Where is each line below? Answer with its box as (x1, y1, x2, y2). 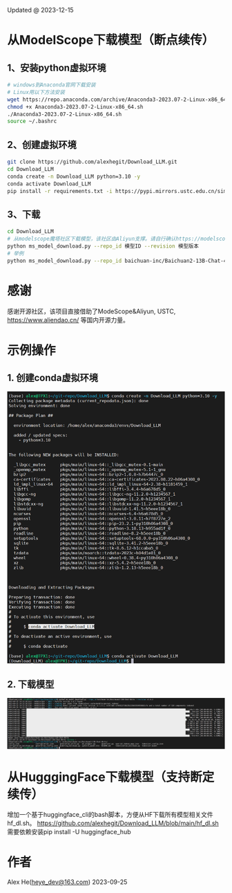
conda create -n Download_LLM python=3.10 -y (7, 173, 140, 180)
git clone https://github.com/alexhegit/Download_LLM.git (7, 158, 177, 165)
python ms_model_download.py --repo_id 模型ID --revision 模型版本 (7, 243, 199, 250)
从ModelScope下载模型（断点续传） (7, 33, 215, 48)
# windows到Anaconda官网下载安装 (7, 82, 96, 89)
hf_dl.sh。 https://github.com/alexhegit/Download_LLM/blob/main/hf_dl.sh (7, 819, 219, 827)
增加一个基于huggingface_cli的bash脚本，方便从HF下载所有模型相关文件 (7, 811, 214, 819)
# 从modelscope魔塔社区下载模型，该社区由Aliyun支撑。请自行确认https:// (7, 235, 201, 243)
